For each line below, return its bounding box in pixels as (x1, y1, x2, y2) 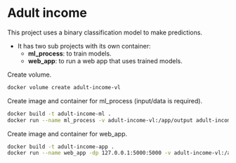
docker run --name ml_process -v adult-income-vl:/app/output (7, 117, 193, 124)
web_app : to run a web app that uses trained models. (27, 56, 183, 65)
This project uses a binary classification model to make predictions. (7, 28, 202, 37)
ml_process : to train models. (27, 49, 112, 58)
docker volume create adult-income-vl (7, 84, 121, 91)
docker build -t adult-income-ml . (7, 110, 112, 117)
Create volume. (7, 70, 52, 79)
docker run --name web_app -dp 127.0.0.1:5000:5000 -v (7, 150, 171, 157)
